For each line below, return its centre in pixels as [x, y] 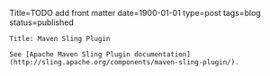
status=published [42, 22]
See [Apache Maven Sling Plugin [70, 55]
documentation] [162, 55]
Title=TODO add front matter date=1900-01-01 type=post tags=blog [135, 13]
